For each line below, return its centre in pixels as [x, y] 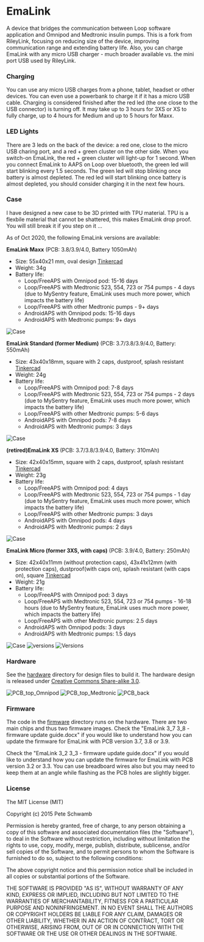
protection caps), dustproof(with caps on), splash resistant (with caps [103, 568]
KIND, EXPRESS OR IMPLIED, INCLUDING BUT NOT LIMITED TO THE [93, 894]
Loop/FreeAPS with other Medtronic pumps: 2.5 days [91, 620]
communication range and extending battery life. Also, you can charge [95, 48]
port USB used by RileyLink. [41, 60]
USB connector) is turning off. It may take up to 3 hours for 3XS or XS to [97, 109]
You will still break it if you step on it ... [54, 226]
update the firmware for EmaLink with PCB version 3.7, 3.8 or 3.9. [88, 741]
